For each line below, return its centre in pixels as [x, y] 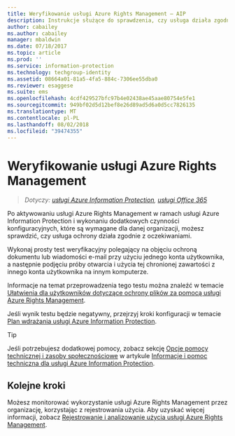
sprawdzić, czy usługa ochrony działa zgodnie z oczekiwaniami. [100, 236]
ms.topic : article [34, 53]
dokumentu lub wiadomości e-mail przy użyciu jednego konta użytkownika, [116, 257]
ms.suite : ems [28, 92]
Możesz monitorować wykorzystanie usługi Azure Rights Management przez [117, 402]
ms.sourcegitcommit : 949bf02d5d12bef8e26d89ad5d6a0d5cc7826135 [101, 105]
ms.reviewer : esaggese [40, 86]
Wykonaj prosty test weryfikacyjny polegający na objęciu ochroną [102, 250]
